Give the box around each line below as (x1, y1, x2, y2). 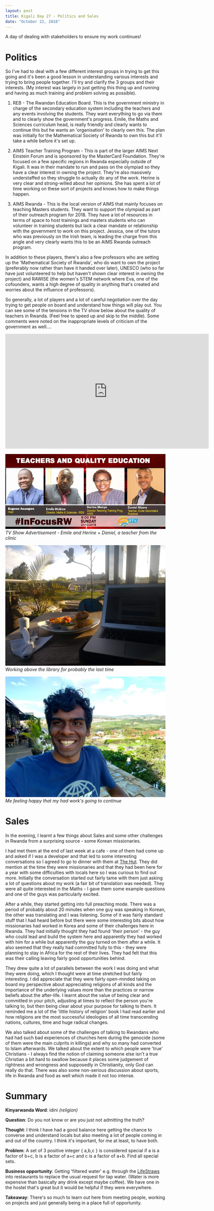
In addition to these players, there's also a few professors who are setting (5, 254, 159, 260)
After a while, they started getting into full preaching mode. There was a (5, 901, 156, 907)
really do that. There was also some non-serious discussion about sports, (5, 1067, 159, 1073)
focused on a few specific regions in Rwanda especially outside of (12, 159, 151, 165)
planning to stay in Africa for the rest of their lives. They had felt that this (5, 949, 158, 956)
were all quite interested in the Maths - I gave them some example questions (5, 886, 165, 892)
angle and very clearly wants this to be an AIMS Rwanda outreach (12, 239, 151, 245)
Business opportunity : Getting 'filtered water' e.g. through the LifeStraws (5, 1168, 160, 1174)
